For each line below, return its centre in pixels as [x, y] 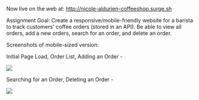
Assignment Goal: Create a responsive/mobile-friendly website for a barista [100, 20]
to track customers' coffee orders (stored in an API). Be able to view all [94, 27]
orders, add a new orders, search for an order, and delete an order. [89, 33]
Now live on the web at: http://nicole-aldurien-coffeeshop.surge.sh [89, 9]
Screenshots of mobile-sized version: [53, 45]
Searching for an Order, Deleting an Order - [60, 80]
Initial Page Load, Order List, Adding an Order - [65, 56]
